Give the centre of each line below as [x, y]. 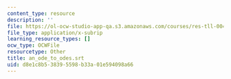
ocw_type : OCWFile [33, 45]
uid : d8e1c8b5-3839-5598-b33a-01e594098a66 [70, 65]
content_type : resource [41, 13]
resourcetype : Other [37, 52]
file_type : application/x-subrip [55, 33]
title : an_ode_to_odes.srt [46, 58]
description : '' [30, 20]
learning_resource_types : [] [49, 39]
